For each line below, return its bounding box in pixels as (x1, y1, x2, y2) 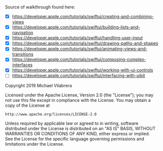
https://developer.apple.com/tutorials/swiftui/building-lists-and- (12, 24, 140, 30)
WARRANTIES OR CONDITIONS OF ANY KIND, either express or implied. (5, 131, 150, 136)
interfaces (12, 62, 33, 68)
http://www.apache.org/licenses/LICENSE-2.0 (5, 112, 97, 116)
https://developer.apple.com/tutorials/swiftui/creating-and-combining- (12, 14, 154, 19)
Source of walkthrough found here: (5, 4, 75, 10)
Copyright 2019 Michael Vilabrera (5, 82, 72, 88)
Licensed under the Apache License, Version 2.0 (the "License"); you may (5, 92, 154, 98)
